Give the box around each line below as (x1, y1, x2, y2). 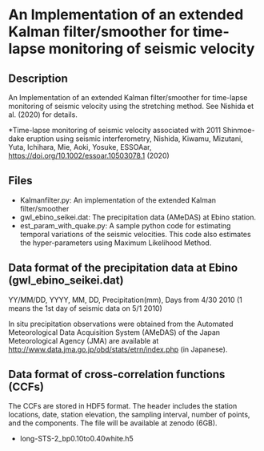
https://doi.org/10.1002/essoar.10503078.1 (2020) (8, 151, 170, 160)
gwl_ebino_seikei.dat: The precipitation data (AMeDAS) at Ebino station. (19, 212, 256, 222)
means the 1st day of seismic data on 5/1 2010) (8, 303, 162, 313)
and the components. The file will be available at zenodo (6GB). (8, 418, 218, 428)
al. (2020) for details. (8, 110, 78, 119)
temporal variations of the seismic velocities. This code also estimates (19, 229, 251, 239)
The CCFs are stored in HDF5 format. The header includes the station (8, 401, 238, 411)
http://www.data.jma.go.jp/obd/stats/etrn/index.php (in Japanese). (8, 344, 228, 354)
